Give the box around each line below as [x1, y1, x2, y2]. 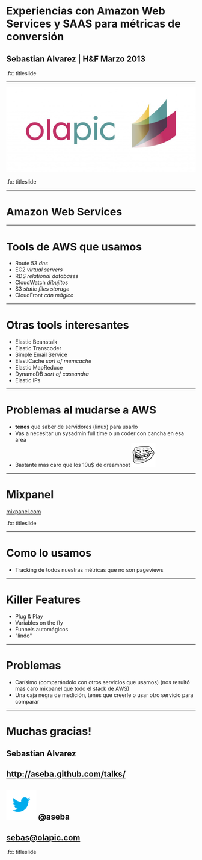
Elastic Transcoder [14, 345, 62, 352]
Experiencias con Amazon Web [6, 4, 165, 18]
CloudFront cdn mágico [14, 292, 74, 299]
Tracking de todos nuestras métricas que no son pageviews [14, 566, 164, 574]
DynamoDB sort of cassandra [14, 370, 89, 377]
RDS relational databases [14, 273, 79, 280]
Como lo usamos [6, 546, 92, 560]
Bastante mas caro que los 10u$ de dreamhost [14, 462, 130, 469]
